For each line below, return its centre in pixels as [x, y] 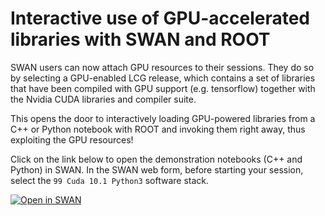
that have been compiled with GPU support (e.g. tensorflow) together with [163, 88]
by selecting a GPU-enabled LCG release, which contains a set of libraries [163, 78]
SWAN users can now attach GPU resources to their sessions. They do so [162, 67]
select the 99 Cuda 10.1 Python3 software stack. [110, 180]
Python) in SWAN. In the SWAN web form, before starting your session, [157, 169]
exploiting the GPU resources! [72, 139]
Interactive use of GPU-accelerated [160, 18]
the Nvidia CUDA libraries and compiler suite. [103, 99]
